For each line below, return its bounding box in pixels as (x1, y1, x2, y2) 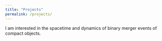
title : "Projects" (5, 7, 43, 12)
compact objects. (5, 30, 41, 36)
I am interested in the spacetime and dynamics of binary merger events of (5, 25, 157, 31)
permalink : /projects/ (5, 12, 52, 17)
